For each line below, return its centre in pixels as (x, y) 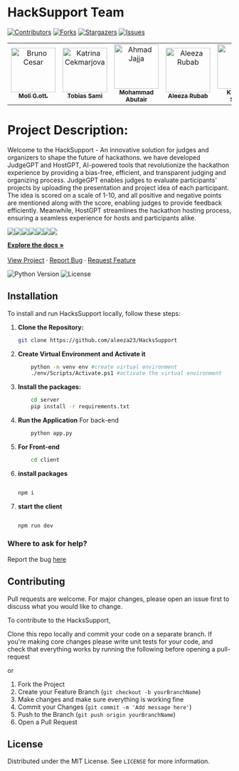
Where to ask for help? (47, 543)
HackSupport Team (66, 12)
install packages (42, 473)
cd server (45, 400)
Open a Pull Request (48, 722)
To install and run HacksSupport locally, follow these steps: (94, 313)
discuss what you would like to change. (65, 606)
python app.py (52, 434)
